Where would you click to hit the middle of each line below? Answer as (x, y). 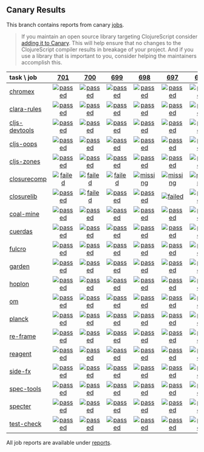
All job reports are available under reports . (59, 442)
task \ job (23, 77)
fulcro (18, 249)
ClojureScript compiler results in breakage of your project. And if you (107, 49)
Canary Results (36, 10)
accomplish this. (42, 62)
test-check (25, 423)
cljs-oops (23, 144)
